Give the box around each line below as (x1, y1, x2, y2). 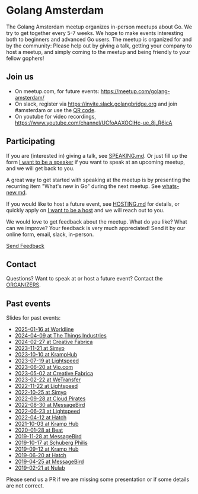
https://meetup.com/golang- (100, 87, 170, 95)
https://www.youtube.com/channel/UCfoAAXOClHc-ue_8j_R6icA (14, 119, 173, 126)
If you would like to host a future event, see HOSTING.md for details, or (6, 200, 180, 208)
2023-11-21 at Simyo (14, 345, 65, 352)
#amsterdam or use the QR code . (14, 106, 96, 113)
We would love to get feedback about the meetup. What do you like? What (6, 218, 188, 225)
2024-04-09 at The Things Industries (14, 332, 107, 339)
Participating (6, 136, 55, 146)
